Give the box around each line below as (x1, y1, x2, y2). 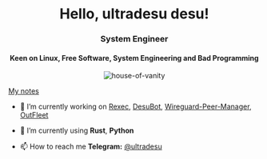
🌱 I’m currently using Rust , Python (19, 125, 134, 136)
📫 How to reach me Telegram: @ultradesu (19, 141, 162, 152)
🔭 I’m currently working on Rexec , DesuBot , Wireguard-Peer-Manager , (19, 101, 252, 112)
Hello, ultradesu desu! (59, 5, 209, 23)
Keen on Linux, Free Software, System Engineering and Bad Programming (10, 53, 259, 62)
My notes (8, 86, 40, 96)
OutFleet (19, 110, 49, 120)
